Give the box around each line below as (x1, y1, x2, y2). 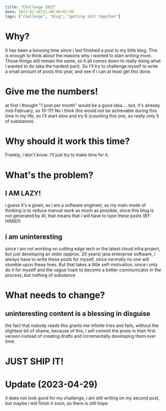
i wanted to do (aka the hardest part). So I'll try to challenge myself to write (5, 63, 158, 69)
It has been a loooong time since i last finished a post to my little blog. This (5, 47, 158, 53)
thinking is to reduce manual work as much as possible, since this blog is (5, 207, 154, 213)
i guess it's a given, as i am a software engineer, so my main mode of (5, 202, 146, 208)
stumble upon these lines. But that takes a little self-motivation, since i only (5, 262, 158, 268)
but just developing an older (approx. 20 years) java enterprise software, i (5, 251, 156, 257)
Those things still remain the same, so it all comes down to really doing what (5, 58, 161, 64)
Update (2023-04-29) (5, 379, 98, 390)
